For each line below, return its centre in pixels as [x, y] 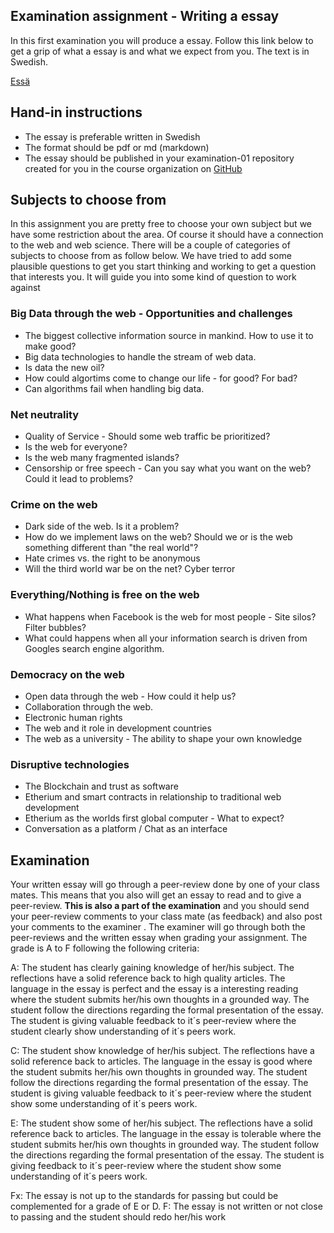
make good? [50, 346]
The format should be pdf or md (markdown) [117, 147]
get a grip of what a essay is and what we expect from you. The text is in [160, 51]
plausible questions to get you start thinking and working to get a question [163, 266]
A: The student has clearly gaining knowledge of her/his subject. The [152, 968]
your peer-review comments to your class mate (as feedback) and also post [166, 916]
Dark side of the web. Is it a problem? [102, 526]
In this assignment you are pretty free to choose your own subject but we [161, 224]
